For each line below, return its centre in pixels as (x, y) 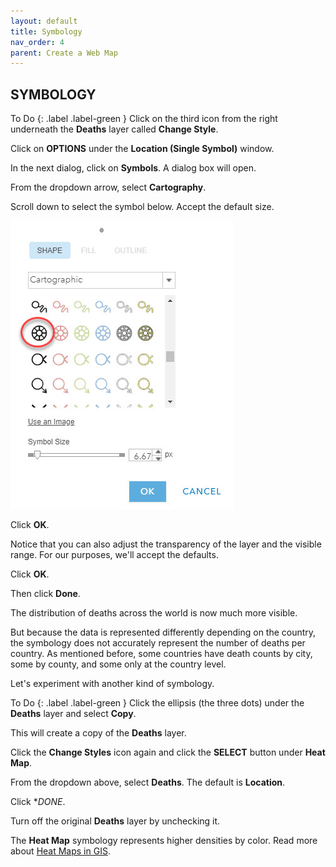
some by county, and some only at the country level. (118, 664)
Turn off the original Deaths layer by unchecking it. (115, 821)
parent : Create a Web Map (64, 53)
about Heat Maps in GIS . (60, 851)
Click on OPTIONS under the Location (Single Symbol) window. (142, 149)
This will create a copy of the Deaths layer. (98, 733)
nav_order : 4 (37, 42)
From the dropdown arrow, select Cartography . (108, 187)
